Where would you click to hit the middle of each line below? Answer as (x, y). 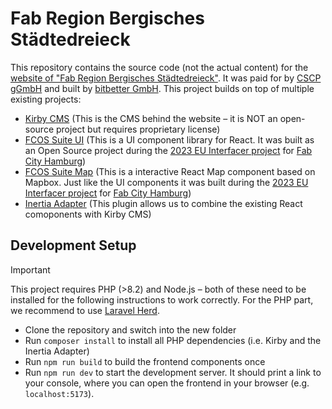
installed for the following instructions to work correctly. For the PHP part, (162, 299)
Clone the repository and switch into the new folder (130, 329)
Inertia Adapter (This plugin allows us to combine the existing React (163, 203)
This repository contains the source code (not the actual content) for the (159, 67)
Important (30, 269)
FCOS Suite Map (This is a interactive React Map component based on (170, 171)
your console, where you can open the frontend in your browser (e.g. (167, 383)
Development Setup (73, 245)
